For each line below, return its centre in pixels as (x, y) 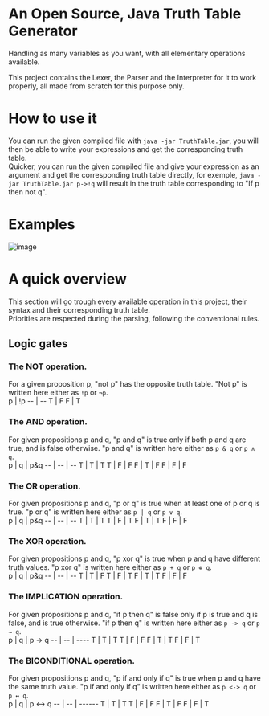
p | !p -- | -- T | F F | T (45, 401)
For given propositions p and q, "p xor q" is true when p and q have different (134, 558)
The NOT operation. (48, 366)
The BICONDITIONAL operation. (71, 661)
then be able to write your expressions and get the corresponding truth (126, 149)
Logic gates (38, 344)
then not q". (28, 192)
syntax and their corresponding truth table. (79, 309)
